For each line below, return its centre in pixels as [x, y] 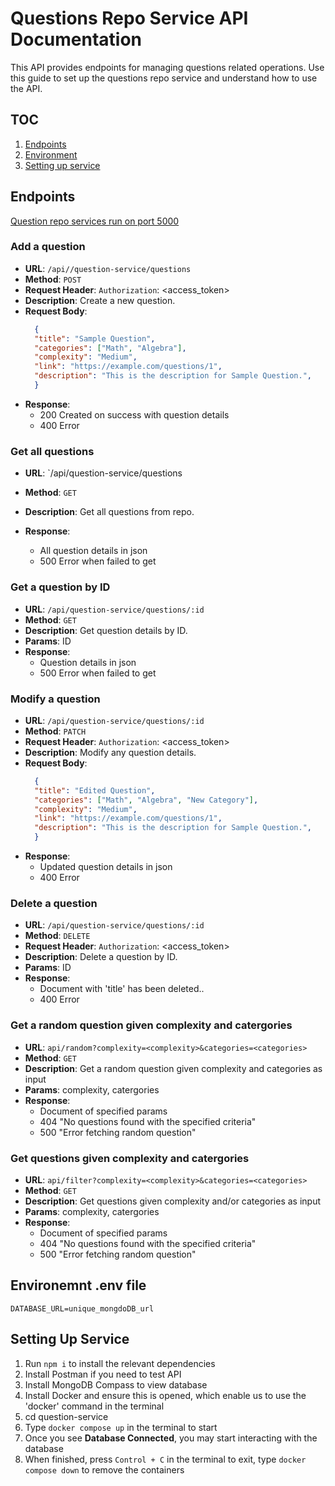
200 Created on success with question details [134, 414]
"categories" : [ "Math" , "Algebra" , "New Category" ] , [146, 800]
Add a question [48, 247]
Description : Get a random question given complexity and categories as [173, 1068]
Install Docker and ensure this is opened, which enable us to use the [165, 1395]
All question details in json [93, 551]
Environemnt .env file [78, 1285]
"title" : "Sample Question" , [95, 338]
